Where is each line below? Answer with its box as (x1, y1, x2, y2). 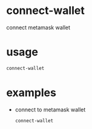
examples (6, 86, 56, 99)
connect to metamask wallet (15, 106, 86, 113)
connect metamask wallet (6, 24, 71, 31)
